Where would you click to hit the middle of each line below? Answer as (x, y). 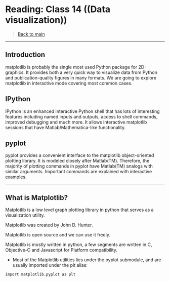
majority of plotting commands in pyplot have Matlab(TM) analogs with (79, 166)
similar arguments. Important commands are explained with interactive (79, 172)
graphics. (15, 72)
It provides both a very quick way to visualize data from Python (92, 72)
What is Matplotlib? (37, 198)
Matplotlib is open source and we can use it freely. (58, 235)
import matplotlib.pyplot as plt (40, 274)
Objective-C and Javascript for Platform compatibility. (61, 250)
